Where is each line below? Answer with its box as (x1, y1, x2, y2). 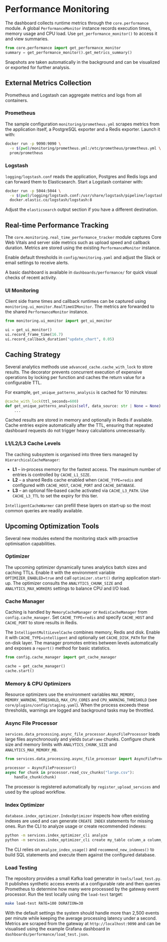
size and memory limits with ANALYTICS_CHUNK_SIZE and (5, 742, 117, 748)
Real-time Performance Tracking (5, 221, 109, 229)
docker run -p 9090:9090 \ (5, 141, 61, 146)
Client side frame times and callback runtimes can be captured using (5, 298, 146, 304)
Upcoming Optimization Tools (5, 522, 99, 531)
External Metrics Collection (5, 79, 92, 88)
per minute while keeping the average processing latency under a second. (5, 915, 157, 921)
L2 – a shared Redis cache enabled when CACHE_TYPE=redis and (12, 476, 143, 483)
